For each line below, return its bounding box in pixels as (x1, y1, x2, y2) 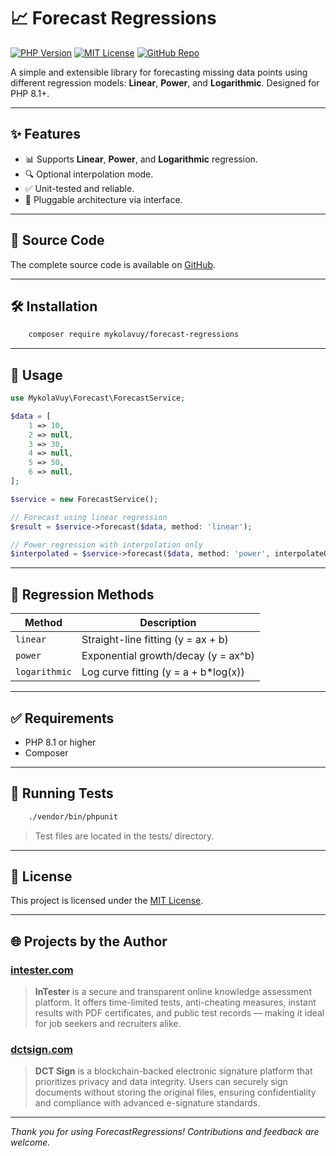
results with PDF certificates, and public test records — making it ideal (34, 1007, 325, 1019)
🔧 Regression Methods (10, 586, 155, 603)
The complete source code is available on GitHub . (10, 258, 217, 270)
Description (139, 616, 197, 630)
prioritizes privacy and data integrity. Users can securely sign (34, 1076, 288, 1088)
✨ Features (10, 126, 81, 143)
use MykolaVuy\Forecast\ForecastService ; (10, 393, 186, 404)
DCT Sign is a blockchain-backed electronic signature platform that (34, 1065, 313, 1077)
